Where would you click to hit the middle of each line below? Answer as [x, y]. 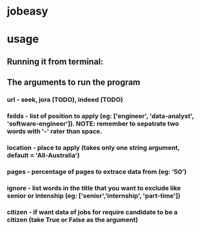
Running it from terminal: [55, 61]
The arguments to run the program [74, 83]
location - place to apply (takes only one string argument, [93, 148]
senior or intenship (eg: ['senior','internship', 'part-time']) [94, 195]
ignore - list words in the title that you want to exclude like [94, 188]
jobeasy [28, 11]
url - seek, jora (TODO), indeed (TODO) [65, 100]
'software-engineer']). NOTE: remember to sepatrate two [93, 124]
